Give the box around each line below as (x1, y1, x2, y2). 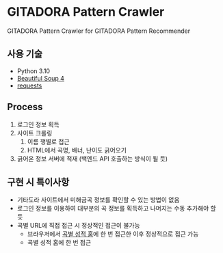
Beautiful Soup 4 (16, 74, 65, 82)
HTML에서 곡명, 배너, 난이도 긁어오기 (27, 146, 127, 154)
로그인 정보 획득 (16, 120, 60, 129)
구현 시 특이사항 (7, 176, 70, 188)
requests (16, 81, 42, 90)
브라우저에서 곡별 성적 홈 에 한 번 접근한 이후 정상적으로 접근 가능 (27, 230, 199, 238)
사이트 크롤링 (16, 129, 53, 137)
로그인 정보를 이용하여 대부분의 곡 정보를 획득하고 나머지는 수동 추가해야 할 (16, 204, 217, 213)
